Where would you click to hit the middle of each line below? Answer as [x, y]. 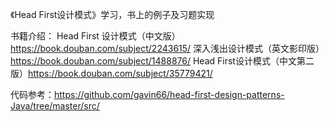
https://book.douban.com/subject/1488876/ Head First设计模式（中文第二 [162, 61]
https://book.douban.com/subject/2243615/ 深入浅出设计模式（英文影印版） [167, 48]
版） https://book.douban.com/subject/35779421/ [111, 73]
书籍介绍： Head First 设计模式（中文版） [95, 36]
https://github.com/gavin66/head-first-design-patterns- [169, 94]
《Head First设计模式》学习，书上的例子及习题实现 [112, 14]
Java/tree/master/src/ [55, 106]
